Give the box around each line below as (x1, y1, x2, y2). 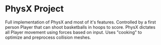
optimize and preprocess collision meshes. (5, 34, 91, 40)
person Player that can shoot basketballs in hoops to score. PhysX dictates (5, 24, 156, 30)
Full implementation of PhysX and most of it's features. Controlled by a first (5, 19, 156, 25)
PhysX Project (5, 3, 64, 14)
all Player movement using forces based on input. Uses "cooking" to (5, 29, 142, 35)
